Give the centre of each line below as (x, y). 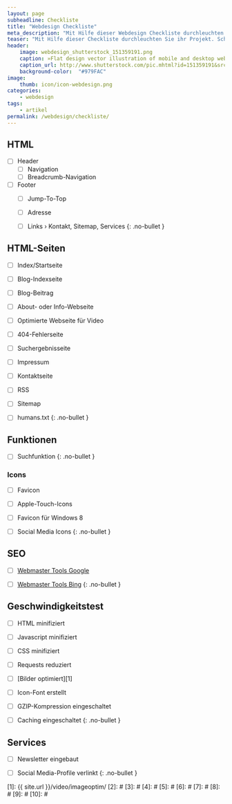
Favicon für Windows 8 (50, 518)
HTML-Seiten (36, 249)
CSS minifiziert (38, 650)
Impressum (33, 362)
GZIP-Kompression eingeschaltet (64, 706)
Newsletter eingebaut (48, 759)
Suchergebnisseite (44, 348)
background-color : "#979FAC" (63, 71)
